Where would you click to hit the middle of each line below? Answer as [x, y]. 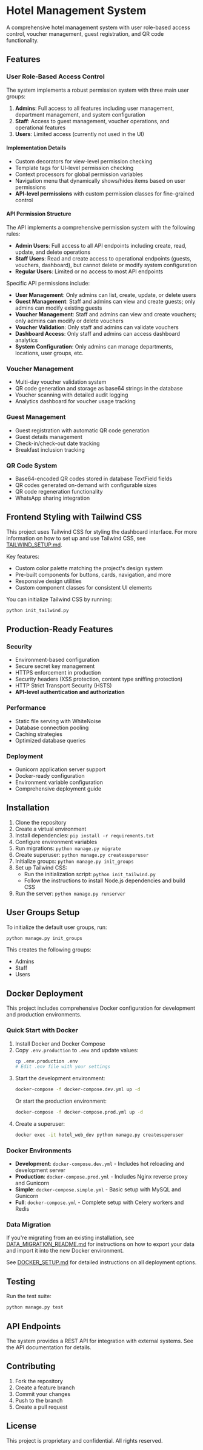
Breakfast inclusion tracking [50, 449]
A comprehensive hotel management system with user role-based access [98, 27]
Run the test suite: [29, 1296]
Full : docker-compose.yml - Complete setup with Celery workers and [99, 1202]
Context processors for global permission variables [79, 174]
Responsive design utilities [48, 581]
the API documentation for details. [49, 1347]
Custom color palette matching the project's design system [89, 568]
